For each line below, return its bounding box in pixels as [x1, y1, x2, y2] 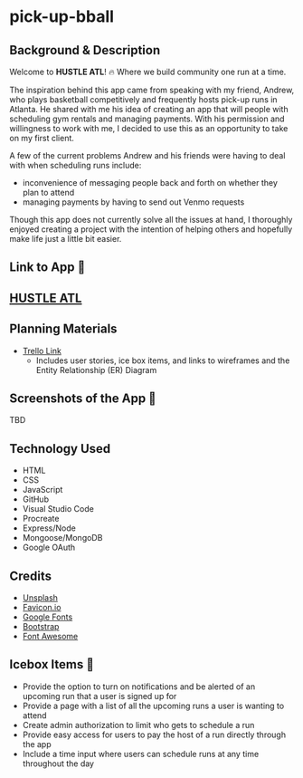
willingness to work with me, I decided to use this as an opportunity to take [9, 123, 289, 133]
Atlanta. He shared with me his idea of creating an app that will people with [9, 104, 289, 114]
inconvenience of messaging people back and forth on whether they [22, 178, 279, 187]
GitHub [22, 494, 50, 504]
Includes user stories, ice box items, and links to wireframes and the [35, 355, 290, 366]
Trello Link [22, 345, 62, 356]
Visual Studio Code [22, 504, 95, 514]
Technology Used [9, 441, 111, 456]
